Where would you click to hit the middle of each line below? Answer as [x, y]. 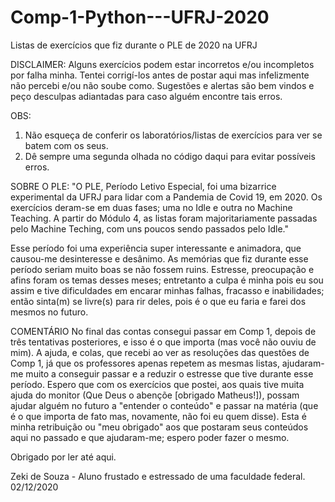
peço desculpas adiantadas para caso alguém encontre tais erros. [146, 96]
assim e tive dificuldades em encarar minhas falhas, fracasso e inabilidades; [167, 290]
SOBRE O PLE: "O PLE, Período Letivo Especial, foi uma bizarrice [143, 186]
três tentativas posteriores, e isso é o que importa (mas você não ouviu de [163, 342]
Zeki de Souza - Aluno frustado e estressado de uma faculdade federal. [158, 476]
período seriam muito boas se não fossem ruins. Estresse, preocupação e [162, 269]
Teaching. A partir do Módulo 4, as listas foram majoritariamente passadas [164, 218]
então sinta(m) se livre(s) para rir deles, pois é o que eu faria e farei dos [158, 301]
